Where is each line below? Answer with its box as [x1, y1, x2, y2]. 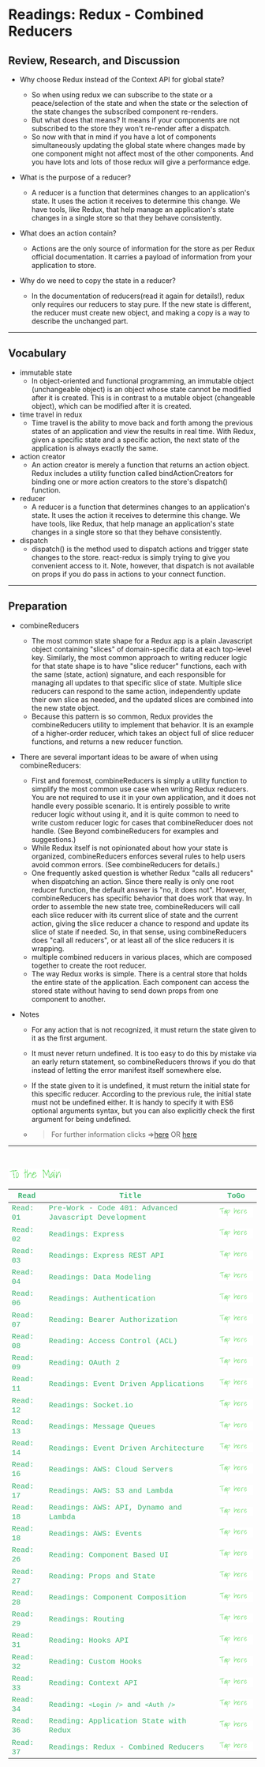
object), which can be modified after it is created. [31, 401, 192, 410]
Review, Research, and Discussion [8, 54, 181, 67]
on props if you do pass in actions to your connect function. [31, 569, 226, 579]
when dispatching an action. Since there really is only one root [31, 876, 234, 886]
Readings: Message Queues [48, 1422, 156, 1432]
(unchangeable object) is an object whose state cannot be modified [31, 384, 252, 394]
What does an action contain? [19, 228, 117, 238]
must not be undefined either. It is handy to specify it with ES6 [31, 1097, 234, 1107]
